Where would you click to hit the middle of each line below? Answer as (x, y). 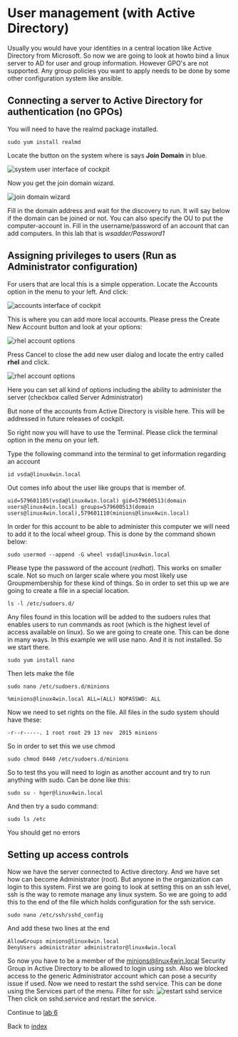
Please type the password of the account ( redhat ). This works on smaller (115, 567)
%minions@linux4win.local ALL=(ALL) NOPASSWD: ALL (84, 699)
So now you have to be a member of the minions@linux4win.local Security (117, 961)
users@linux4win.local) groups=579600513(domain (81, 507)
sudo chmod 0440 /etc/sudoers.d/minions (68, 759)
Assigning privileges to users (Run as (92, 256)
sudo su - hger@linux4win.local (55, 793)
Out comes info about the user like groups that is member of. (97, 487)
